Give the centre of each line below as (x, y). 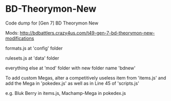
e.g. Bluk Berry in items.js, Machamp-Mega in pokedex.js (66, 93)
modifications (20, 38)
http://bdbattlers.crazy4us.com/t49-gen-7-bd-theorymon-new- (87, 33)
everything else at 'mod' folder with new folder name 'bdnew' (71, 68)
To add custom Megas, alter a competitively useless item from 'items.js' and (86, 78)
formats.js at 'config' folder (34, 48)
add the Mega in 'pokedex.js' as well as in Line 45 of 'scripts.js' (72, 83)
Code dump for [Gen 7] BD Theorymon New (52, 23)
